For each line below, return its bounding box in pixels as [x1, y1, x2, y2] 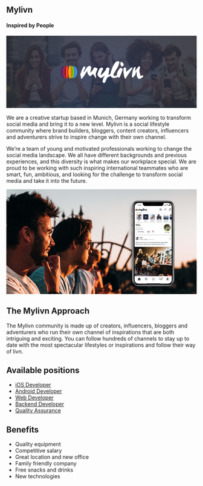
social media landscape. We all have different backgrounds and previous [6, 151, 187, 159]
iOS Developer [14, 381, 51, 389]
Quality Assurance [14, 407, 62, 414]
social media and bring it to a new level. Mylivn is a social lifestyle [6, 120, 170, 128]
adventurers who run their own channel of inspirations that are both [6, 328, 175, 335]
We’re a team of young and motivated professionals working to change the [6, 145, 192, 152]
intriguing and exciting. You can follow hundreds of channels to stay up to [6, 335, 190, 342]
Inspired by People [6, 21, 54, 29]
